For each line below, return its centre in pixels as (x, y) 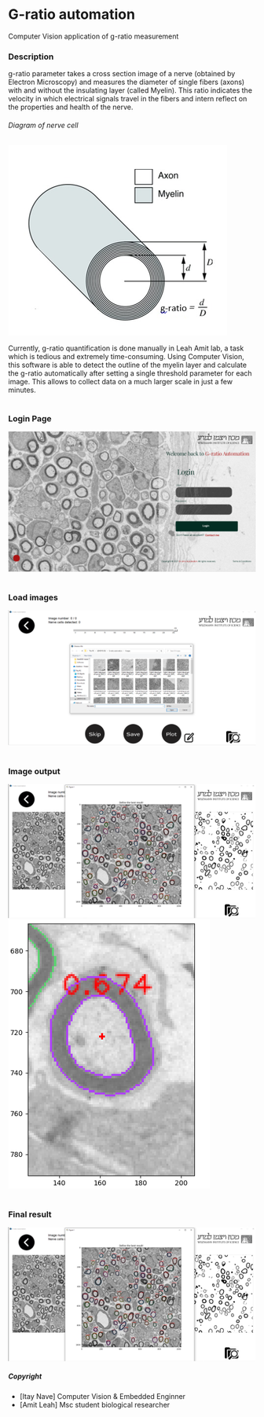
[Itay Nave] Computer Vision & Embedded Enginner (103, 1396)
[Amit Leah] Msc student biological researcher (95, 1404)
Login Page (30, 418)
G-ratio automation (72, 15)
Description (31, 57)
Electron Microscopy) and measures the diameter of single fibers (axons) (126, 82)
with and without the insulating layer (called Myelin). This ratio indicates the (130, 90)
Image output (34, 771)
